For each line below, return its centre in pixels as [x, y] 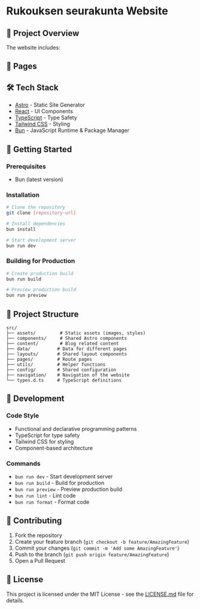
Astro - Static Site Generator [50, 105]
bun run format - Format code [52, 502]
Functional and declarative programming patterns [76, 429]
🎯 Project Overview [43, 33]
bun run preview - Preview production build [69, 489]
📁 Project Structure [43, 314]
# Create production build [40, 273]
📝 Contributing [34, 521]
